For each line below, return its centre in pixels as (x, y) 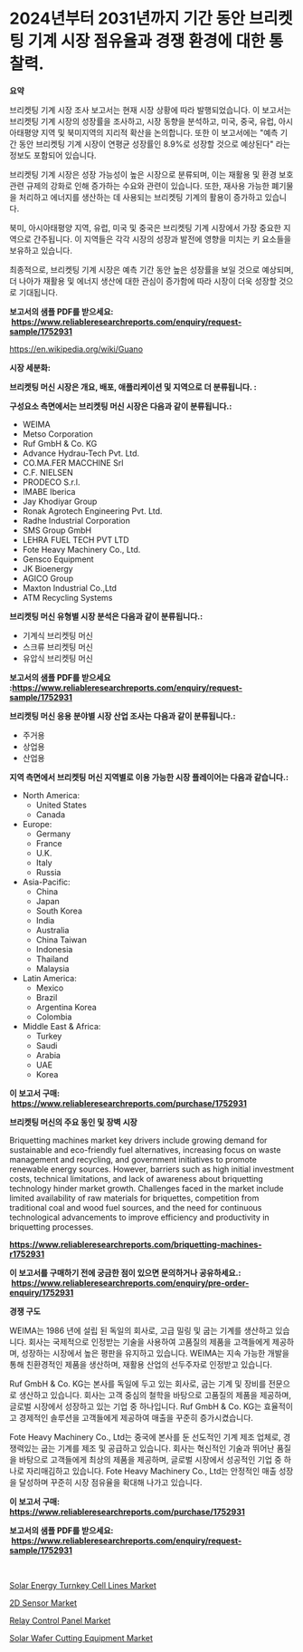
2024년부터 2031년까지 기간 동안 (128, 19)
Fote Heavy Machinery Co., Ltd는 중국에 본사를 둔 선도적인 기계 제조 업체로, (146, 1436)
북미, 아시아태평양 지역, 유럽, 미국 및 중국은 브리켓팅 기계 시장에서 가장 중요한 (146, 227)
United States (62, 805)
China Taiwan (62, 940)
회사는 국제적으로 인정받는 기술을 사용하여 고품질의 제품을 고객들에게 (149, 1341)
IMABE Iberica (49, 491)
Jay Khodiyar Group (60, 501)
